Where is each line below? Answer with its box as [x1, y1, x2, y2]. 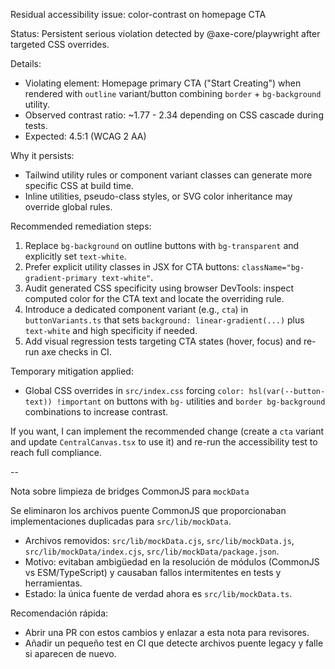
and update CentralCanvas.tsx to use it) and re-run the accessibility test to [10, 436, 318, 448]
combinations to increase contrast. [24, 406, 169, 418]
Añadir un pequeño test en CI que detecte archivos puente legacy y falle [24, 637, 324, 649]
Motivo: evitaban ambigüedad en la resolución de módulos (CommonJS [24, 556, 320, 568]
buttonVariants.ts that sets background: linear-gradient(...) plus [24, 314, 305, 326]
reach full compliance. [10, 447, 102, 458]
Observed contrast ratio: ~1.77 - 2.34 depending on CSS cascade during [24, 109, 324, 121]
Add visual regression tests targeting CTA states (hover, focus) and [24, 335, 302, 347]
